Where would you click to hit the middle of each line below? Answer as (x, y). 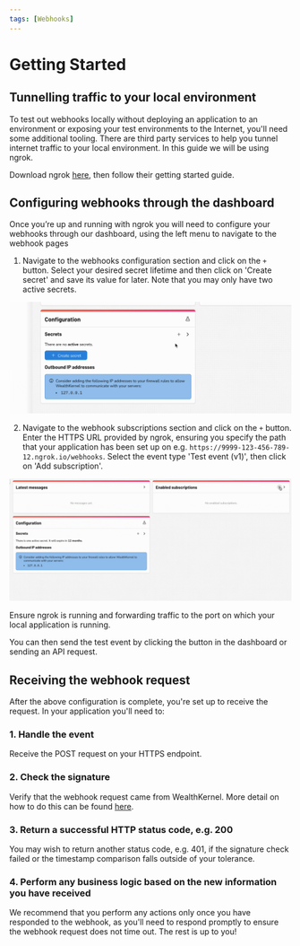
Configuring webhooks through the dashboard (142, 203)
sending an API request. (54, 652)
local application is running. (60, 625)
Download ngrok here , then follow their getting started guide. (122, 174)
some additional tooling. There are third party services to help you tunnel (144, 138)
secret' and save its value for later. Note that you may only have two (147, 280)
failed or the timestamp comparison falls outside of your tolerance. (132, 859)
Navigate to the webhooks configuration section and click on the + (144, 261)
